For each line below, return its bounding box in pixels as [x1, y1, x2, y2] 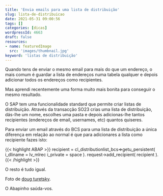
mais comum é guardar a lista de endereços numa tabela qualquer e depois [5, 72, 158, 78]
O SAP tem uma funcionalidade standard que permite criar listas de [5, 101, 141, 107]
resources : [5, 39, 27, 44]
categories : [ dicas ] [5, 26, 48, 31]
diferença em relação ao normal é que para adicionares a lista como [5, 131, 143, 138]
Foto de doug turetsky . [5, 176, 51, 182]
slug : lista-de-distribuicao [5, 12, 65, 17]
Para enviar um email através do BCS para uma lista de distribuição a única [5, 127, 157, 132]
